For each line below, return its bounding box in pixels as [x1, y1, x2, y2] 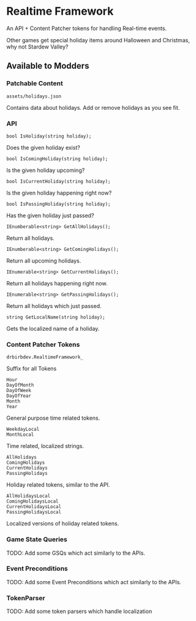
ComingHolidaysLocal [6, 498, 59, 504]
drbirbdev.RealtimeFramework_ [6, 354, 84, 360]
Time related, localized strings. [6, 442, 85, 450]
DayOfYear [6, 393, 32, 399]
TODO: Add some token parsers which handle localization [6, 607, 153, 615]
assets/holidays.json [6, 93, 62, 99]
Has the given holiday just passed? [6, 212, 94, 219]
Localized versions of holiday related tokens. [6, 520, 119, 527]
